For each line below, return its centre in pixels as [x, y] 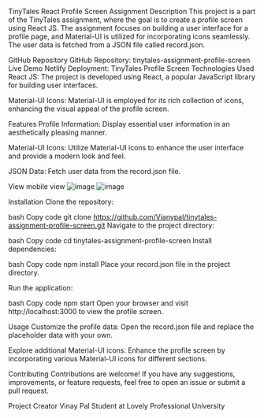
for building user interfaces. [53, 85]
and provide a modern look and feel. [67, 156]
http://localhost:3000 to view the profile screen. [86, 311]
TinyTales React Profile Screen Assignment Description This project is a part [132, 11]
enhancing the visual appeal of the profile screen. [89, 109]
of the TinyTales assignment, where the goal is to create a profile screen [125, 20]
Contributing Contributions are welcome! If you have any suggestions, [122, 374]
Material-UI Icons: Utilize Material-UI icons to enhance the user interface [126, 148]
